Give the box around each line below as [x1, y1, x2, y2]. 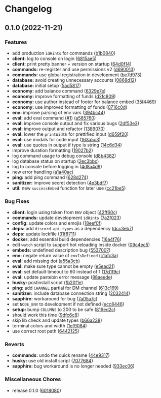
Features [5, 39, 27, 46]
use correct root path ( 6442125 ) [12, 328, 79, 334]
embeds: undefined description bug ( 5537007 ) [12, 247, 111, 253]
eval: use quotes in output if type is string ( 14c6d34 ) [12, 142, 122, 148]
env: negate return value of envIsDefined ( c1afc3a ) [12, 253, 118, 259]
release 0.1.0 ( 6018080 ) [12, 387, 61, 393]
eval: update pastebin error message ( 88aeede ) [12, 274, 112, 280]
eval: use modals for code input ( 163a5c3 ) [12, 136, 101, 142]
